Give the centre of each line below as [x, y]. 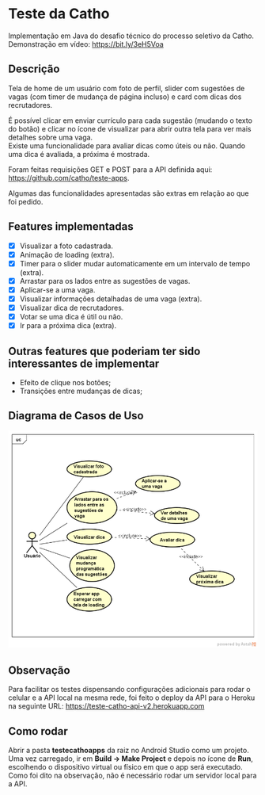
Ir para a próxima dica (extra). [68, 326]
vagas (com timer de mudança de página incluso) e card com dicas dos [125, 97]
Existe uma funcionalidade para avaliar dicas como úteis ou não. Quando [127, 145]
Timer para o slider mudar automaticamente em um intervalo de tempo [135, 263]
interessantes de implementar [84, 363]
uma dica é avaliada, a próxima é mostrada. [79, 154]
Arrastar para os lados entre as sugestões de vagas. [105, 281]
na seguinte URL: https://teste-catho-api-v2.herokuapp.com [106, 706]
